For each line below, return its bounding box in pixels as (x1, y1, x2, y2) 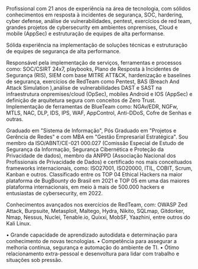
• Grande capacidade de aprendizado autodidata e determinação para (6, 231, 177, 238)
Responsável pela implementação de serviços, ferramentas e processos (6, 59, 182, 66)
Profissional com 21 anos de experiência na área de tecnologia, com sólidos (6, 5, 191, 12)
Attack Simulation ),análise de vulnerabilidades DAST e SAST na (6, 84, 163, 91)
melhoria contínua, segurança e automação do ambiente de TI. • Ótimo (6, 244, 179, 251)
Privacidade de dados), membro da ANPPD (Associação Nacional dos (6, 152, 176, 159)
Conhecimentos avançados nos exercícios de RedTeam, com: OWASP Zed (6, 201, 188, 208)
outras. (6, 116, 24, 123)
